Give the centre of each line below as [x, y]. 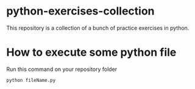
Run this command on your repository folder [62, 69]
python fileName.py [31, 80]
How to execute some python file [91, 52]
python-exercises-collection [80, 11]
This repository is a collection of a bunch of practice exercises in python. [98, 28]
